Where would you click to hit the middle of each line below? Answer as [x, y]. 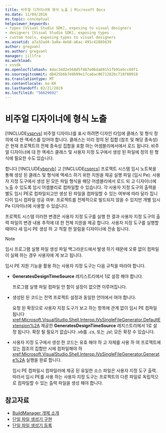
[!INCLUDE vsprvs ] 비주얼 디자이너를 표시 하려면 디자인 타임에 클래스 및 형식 [79, 133]
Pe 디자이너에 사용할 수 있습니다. [37, 206]
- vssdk [13, 65]
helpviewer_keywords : [27, 24]
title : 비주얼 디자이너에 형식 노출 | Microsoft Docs [55, 10]
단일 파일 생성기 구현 [32, 419]
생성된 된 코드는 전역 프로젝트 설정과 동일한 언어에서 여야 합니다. [74, 298]
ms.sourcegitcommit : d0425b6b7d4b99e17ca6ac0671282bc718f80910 [72, 74]
